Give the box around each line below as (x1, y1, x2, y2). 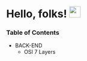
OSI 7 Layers (23, 48, 56, 56)
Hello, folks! (6, 7, 67, 21)
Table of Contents (6, 29, 60, 37)
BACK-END (14, 42, 43, 49)
